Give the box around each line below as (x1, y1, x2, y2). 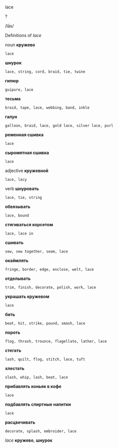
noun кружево (5, 42, 35, 48)
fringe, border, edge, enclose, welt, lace (5, 267, 94, 272)
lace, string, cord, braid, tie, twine (5, 69, 86, 74)
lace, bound (5, 213, 29, 218)
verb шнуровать (5, 186, 39, 192)
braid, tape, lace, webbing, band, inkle (5, 105, 90, 110)
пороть (5, 330, 21, 335)
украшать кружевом (5, 293, 50, 299)
